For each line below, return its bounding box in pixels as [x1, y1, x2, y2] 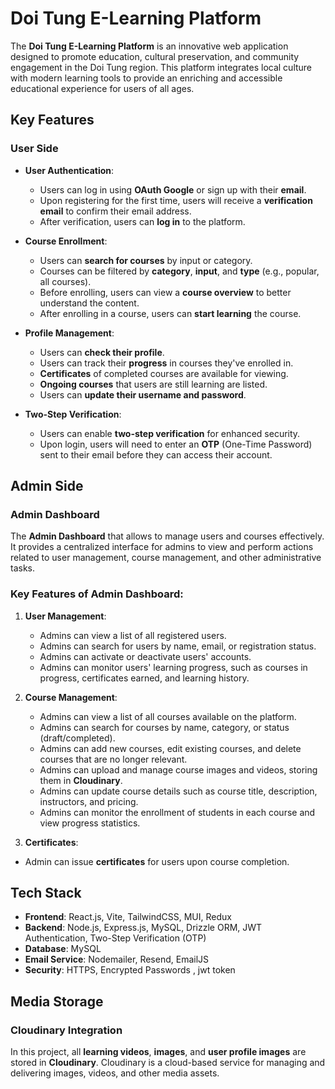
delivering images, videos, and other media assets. [10, 1067, 220, 1079]
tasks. [10, 562, 36, 574]
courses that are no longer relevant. [39, 753, 188, 765]
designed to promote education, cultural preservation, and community [10, 50, 300, 62]
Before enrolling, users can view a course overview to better [39, 286, 292, 298]
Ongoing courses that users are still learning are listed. [39, 378, 268, 390]
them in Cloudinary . [39, 774, 123, 786]
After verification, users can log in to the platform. [39, 215, 246, 227]
